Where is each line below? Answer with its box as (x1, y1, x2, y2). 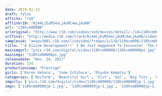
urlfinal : (5, 34, 25, 39)
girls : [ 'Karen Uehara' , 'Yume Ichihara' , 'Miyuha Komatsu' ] (5, 70, 131, 75)
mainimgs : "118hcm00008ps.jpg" (5, 52, 68, 57)
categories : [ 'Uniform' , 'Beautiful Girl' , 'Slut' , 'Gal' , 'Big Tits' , (5, 75, 152, 80)
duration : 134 (5, 61, 34, 66)
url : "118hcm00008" (5, 25, 44, 30)
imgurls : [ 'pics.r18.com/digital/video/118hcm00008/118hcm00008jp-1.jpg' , (5, 79, 159, 84)
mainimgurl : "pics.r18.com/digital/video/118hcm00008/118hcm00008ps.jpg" (5, 48, 157, 52)
